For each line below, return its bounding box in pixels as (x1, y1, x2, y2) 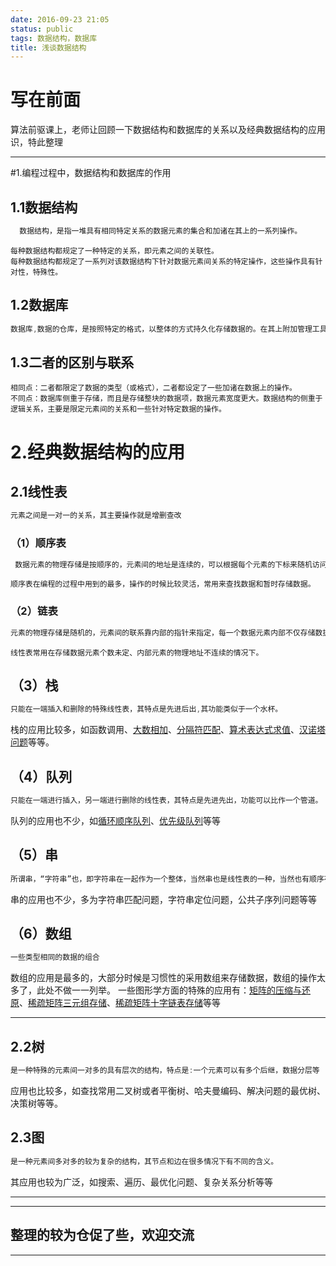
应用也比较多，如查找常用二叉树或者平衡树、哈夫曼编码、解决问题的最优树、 (10, 1085, 326, 1097)
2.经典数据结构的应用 (10, 441, 185, 463)
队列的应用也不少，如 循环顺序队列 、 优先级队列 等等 (10, 814, 221, 826)
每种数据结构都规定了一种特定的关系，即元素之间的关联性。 (10, 246, 219, 256)
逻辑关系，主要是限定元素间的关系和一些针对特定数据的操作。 (10, 404, 227, 415)
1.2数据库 (10, 297, 69, 314)
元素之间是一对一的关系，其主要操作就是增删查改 (10, 511, 182, 521)
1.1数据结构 (10, 199, 78, 216)
